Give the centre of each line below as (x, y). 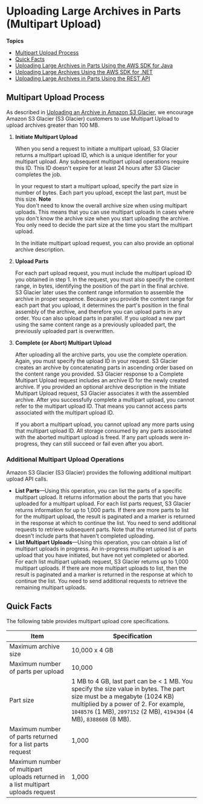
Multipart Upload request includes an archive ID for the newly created (102, 380)
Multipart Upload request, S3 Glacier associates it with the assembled (102, 393)
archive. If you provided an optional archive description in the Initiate (100, 387)
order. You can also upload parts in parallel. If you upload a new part (100, 318)
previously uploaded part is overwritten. (65, 331)
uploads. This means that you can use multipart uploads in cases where (105, 212)
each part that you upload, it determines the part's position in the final (102, 305)
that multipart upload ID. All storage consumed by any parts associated (103, 431)
